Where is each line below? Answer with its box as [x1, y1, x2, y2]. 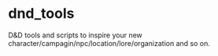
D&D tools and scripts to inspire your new [8, 30, 143, 40]
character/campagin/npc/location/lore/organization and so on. [8, 38, 210, 47]
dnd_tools [8, 5, 75, 23]
